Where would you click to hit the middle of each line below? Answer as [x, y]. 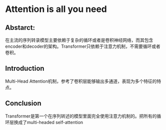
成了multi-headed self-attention [51, 122]
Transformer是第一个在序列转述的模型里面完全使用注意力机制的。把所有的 [81, 116]
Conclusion [23, 103]
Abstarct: [20, 28]
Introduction [25, 68]
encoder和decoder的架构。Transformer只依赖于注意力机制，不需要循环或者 [83, 46]
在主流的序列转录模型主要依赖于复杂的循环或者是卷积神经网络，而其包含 [79, 40]
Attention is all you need [56, 9]
